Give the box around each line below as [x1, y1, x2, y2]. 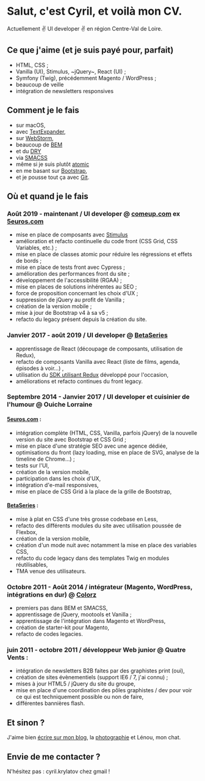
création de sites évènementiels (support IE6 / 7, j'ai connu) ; [15, 674, 168, 681]
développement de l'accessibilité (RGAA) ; [15, 277, 123, 284]
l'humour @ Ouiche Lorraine [7, 400, 93, 409]
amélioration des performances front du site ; [15, 270, 130, 277]
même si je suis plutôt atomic [15, 160, 90, 168]
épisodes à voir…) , [15, 364, 64, 372]
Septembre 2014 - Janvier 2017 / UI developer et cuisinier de [7, 393, 190, 401]
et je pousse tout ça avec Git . [15, 173, 90, 181]
